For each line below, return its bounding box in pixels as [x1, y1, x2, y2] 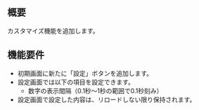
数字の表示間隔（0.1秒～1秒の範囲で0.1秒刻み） [27, 86, 163, 95]
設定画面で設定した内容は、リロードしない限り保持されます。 [17, 95, 196, 104]
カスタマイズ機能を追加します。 [7, 27, 100, 35]
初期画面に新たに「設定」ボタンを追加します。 [17, 69, 153, 77]
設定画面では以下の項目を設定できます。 [17, 78, 135, 86]
